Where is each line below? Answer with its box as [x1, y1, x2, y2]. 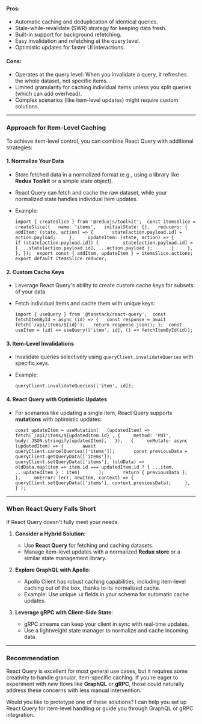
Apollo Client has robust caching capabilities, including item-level [23, 578, 186, 585]
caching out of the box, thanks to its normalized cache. [23, 584, 161, 591]
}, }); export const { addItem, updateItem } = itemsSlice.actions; [14, 250, 194, 256]
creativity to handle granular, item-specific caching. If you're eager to [6, 674, 179, 681]
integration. [6, 711, 35, 719]
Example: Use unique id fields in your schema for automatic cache [23, 590, 189, 598]
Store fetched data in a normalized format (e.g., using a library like [14, 170, 179, 178]
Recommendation [6, 654, 60, 662]
